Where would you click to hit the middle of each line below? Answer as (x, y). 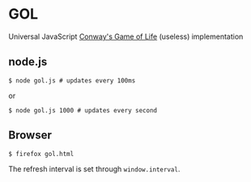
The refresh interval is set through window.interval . (94, 169)
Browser (30, 135)
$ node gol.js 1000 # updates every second (83, 110)
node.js (28, 62)
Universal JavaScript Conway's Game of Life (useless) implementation (126, 36)
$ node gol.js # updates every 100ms (72, 80)
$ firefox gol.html (41, 154)
